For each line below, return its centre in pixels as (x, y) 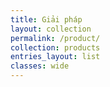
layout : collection (51, 29)
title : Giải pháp (46, 19)
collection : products (55, 47)
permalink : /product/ (55, 38)
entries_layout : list (55, 57)
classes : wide (40, 66)
